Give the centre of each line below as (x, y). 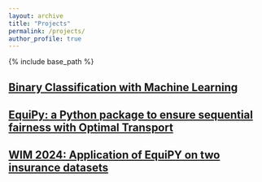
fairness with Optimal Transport (91, 128)
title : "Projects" (39, 24)
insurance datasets (58, 168)
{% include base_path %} (51, 62)
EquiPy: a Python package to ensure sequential (131, 115)
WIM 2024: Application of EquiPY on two (114, 155)
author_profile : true (45, 39)
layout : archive (36, 16)
